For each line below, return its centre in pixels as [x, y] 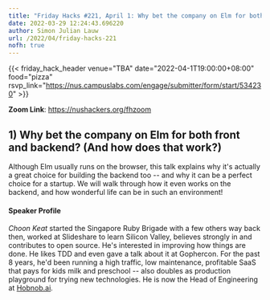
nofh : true [27, 46]
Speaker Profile [35, 210]
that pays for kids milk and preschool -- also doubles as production [120, 271]
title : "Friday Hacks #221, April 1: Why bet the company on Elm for [127, 16]
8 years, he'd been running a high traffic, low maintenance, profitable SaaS [132, 262]
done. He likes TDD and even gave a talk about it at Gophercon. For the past [134, 254]
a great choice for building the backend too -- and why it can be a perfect [131, 175]
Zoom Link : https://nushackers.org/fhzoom [80, 110]
